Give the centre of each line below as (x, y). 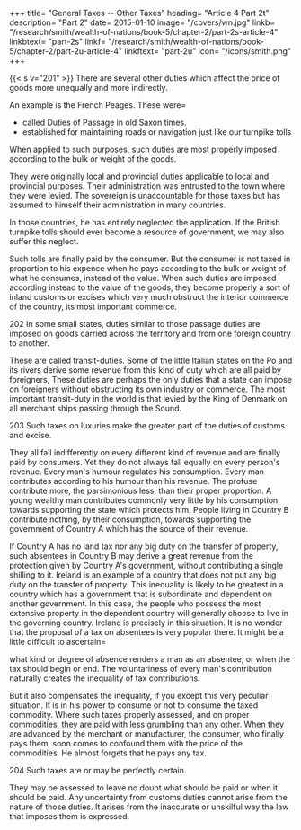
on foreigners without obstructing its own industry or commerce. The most (147, 389)
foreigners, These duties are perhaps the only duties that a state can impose (151, 380)
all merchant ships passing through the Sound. (96, 408)
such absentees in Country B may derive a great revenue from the (132, 556)
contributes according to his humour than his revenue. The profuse (133, 481)
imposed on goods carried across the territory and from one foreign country (150, 333)
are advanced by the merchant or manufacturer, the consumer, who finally (147, 734)
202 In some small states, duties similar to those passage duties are (135, 324)
